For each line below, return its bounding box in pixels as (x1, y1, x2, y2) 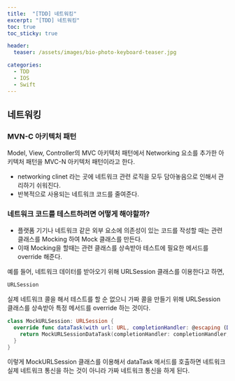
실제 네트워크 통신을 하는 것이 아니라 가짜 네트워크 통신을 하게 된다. (7, 366, 190, 375)
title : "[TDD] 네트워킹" (7, 10, 77, 18)
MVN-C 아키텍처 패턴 (7, 131, 77, 141)
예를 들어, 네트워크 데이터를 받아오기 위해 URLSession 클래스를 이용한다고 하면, (7, 268, 225, 276)
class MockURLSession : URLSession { (7, 318, 114, 325)
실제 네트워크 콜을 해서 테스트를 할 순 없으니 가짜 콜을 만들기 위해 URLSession (7, 295, 221, 303)
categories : (7, 62, 42, 69)
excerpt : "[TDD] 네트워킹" (7, 17, 80, 24)
